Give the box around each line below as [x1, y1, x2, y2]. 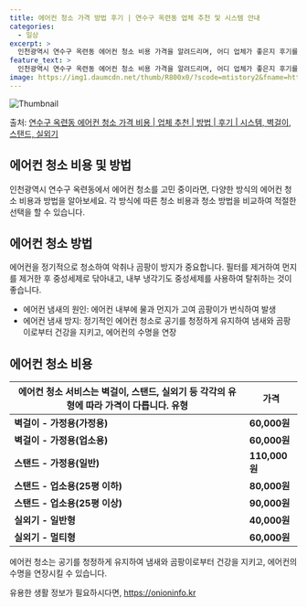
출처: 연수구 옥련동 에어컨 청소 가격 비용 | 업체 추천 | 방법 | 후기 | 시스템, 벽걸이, [9, 116, 292, 128]
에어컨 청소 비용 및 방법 [9, 157, 132, 174]
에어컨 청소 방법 [9, 235, 93, 251]
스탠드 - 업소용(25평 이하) [14, 480, 122, 493]
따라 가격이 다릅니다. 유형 [85, 399, 189, 412]
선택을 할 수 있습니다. [9, 207, 85, 218]
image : [9, 73, 35, 82]
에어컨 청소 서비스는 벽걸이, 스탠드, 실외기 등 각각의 [17, 386, 226, 399]
